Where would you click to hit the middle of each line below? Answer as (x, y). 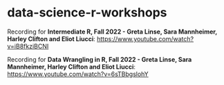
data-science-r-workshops (87, 13)
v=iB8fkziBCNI (28, 46)
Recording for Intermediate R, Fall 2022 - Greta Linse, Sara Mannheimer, (112, 32)
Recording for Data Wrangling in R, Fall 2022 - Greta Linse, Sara (100, 59)
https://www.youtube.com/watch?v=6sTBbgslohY (78, 74)
